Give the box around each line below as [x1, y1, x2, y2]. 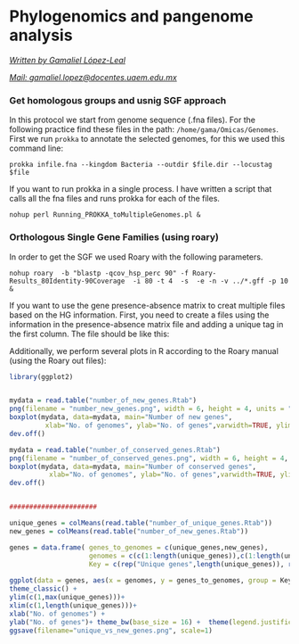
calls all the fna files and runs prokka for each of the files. [9, 194, 221, 204]
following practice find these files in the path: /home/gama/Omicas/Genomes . [9, 124, 279, 135]
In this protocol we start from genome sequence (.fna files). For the [9, 114, 256, 126]
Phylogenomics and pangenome [9, 6, 254, 27]
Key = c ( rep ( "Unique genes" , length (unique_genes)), [88, 559, 285, 568]
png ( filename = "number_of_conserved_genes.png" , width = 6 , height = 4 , [9, 453, 289, 463]
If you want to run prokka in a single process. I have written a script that [9, 184, 272, 194]
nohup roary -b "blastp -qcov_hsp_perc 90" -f [9, 268, 190, 277]
